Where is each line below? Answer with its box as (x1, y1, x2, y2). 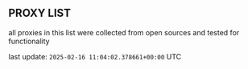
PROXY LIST (8, 6, 71, 20)
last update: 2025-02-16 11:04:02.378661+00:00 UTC (8, 51, 182, 61)
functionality (8, 36, 50, 46)
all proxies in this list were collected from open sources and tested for (8, 27, 240, 37)
